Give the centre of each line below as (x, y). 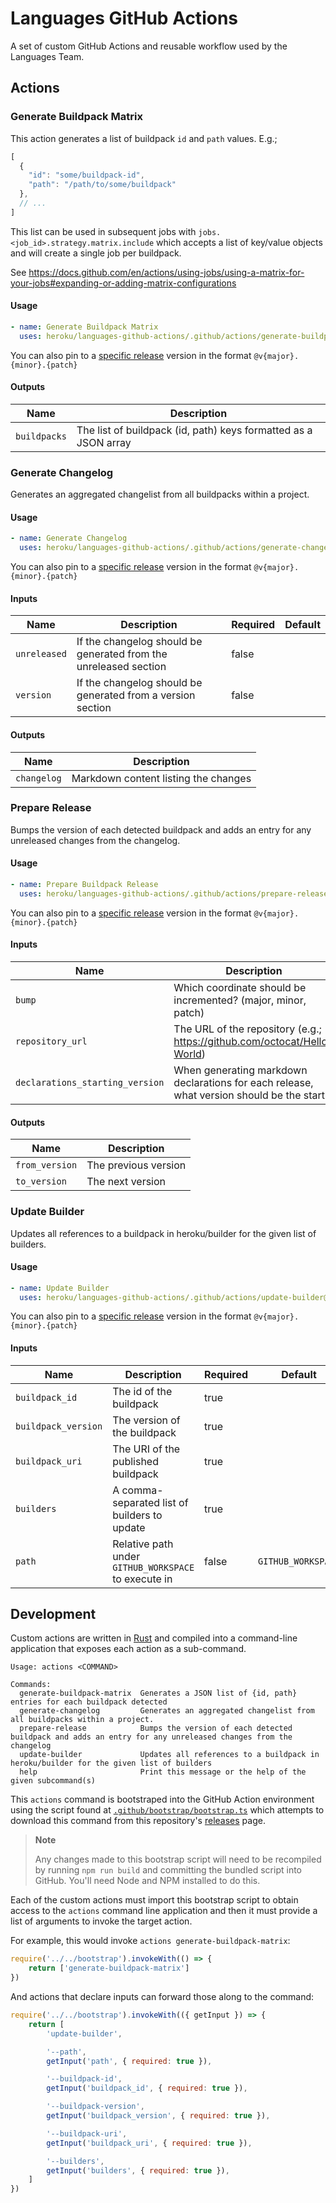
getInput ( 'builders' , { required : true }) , (138, 2170)
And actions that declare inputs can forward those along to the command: (162, 1997)
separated (136, 1502)
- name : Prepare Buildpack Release (84, 885)
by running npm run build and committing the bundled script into (168, 1870)
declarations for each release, (243, 1083)
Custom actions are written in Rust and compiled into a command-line (154, 1638)
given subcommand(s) (53, 1781)
